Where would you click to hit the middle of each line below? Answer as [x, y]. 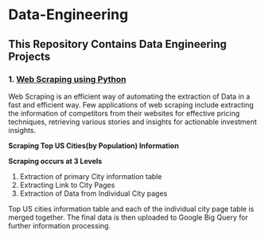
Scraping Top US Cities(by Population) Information [94, 146]
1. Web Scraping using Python [67, 79]
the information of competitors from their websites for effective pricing [124, 113]
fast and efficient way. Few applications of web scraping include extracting [131, 104]
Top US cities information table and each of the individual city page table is [131, 209]
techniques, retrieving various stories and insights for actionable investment [132, 122]
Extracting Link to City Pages [67, 185]
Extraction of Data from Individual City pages [94, 193]
